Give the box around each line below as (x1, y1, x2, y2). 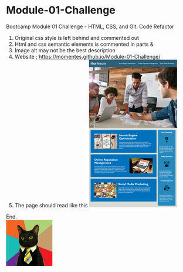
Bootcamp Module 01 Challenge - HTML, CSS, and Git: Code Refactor (6, 23, 175, 30)
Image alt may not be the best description (14, 46, 116, 53)
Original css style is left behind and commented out (14, 34, 140, 41)
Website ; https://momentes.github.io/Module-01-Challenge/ (14, 53, 161, 60)
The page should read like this (14, 202, 88, 209)
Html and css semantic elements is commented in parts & (14, 41, 154, 48)
